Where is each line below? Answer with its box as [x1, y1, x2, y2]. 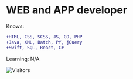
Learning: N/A [6, 55, 40, 62]
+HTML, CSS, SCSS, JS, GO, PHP [6, 34, 83, 39]
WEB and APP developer [6, 3, 128, 17]
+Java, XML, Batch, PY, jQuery [6, 39, 83, 45]
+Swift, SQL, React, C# [6, 45, 64, 51]
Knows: [6, 23, 25, 30]
